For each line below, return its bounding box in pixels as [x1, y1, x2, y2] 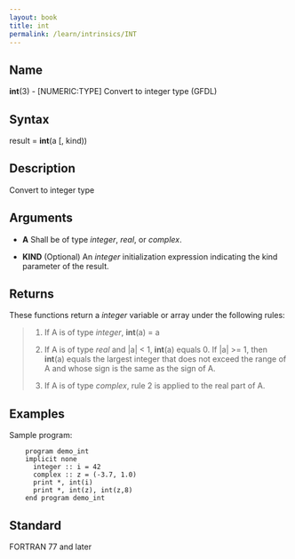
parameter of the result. [21, 260, 109, 271]
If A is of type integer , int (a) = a [44, 327, 160, 338]
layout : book [9, 12, 58, 22]
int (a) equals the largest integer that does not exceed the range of [44, 354, 287, 364]
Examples [9, 406, 65, 421]
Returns [9, 286, 55, 302]
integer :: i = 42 [32, 463, 101, 472]
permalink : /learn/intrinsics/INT [9, 29, 138, 38]
